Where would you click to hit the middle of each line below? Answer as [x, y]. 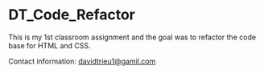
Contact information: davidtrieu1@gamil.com [82, 61]
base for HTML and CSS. [49, 45]
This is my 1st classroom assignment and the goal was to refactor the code [132, 37]
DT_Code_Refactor [72, 15]
